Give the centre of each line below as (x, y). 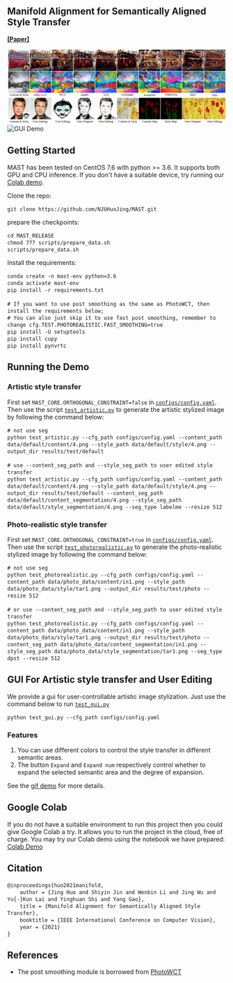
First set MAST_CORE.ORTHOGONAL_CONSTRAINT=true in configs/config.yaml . (111, 539)
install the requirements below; (56, 311)
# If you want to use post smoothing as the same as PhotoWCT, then (109, 304)
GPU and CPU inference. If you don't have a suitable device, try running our (116, 175)
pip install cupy (32, 339)
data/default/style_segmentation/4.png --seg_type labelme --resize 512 (115, 507)
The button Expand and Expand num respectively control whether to (112, 765)
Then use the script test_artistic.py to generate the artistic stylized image (116, 409)
